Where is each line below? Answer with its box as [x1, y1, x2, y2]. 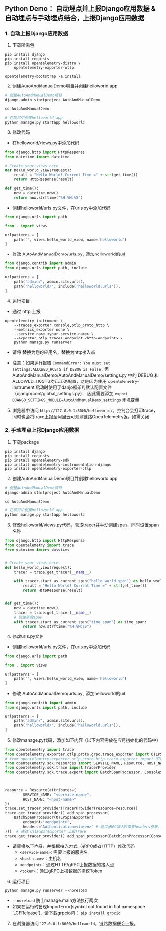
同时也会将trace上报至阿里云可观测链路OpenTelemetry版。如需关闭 [12, 413, 150, 419]
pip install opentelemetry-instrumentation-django [5, 462, 112, 467]
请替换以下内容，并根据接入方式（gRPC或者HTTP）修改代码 [12, 843, 135, 849]
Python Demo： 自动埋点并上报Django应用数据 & [5, 4, 156, 13]
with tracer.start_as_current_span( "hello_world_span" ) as [14, 579, 138, 584]
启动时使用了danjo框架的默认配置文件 [35, 384, 112, 390]
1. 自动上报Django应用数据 [5, 30, 68, 37]
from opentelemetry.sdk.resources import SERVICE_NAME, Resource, [5, 761, 145, 766]
